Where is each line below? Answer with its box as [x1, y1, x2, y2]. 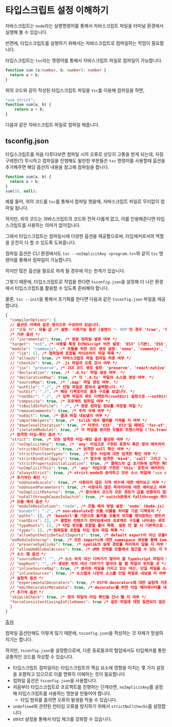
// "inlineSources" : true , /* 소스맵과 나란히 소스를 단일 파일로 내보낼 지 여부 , [10, 571, 169, 576]
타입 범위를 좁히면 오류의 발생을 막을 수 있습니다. [20, 697, 118, 703]
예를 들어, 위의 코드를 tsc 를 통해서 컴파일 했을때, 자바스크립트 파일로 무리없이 [5, 198, 160, 204]
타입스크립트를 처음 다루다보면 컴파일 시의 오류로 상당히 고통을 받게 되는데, [5, 151, 155, 157]
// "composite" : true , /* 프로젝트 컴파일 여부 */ [10, 399, 111, 404]
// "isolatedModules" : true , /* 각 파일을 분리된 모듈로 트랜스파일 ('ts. [10, 427, 157, 433]
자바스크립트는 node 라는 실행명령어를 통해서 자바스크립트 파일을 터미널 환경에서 [5, 23, 164, 29]
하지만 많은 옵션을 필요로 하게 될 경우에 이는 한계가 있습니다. [5, 268, 125, 274]
